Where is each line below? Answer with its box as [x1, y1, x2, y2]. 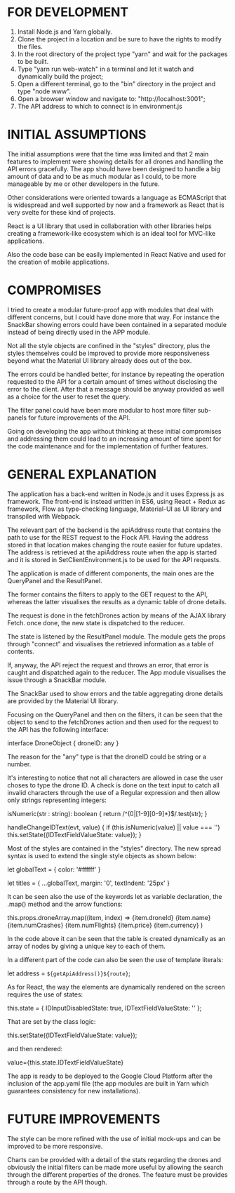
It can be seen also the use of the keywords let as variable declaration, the [7, 892, 222, 900]
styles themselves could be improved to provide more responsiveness [7, 349, 210, 357]
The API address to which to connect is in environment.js [17, 102, 182, 110]
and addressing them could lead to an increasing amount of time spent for [7, 434, 222, 443]
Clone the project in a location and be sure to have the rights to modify [17, 34, 222, 43]
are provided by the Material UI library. [7, 696, 119, 705]
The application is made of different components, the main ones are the [7, 569, 215, 578]
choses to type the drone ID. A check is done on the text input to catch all [7, 780, 220, 789]
